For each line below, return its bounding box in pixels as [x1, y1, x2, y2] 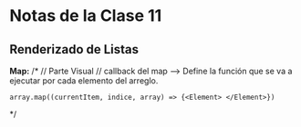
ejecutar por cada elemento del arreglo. [9, 75, 159, 86]
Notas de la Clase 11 [9, 5, 162, 26]
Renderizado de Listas [9, 42, 140, 57]
